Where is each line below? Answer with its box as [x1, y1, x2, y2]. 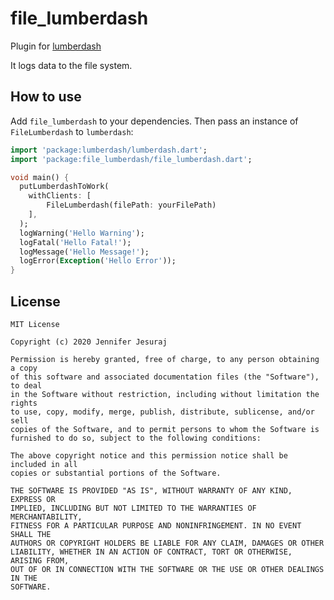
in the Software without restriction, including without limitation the [10, 389, 320, 399]
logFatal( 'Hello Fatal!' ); [19, 237, 132, 247]
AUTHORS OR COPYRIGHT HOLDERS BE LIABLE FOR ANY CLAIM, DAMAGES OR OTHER [10, 538, 325, 548]
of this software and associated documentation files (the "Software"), [10, 372, 320, 382]
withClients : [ [28, 191, 92, 201]
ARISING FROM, [10, 555, 70, 566]
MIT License [10, 319, 60, 329]
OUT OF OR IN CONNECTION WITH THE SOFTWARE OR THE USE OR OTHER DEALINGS [10, 564, 325, 574]
